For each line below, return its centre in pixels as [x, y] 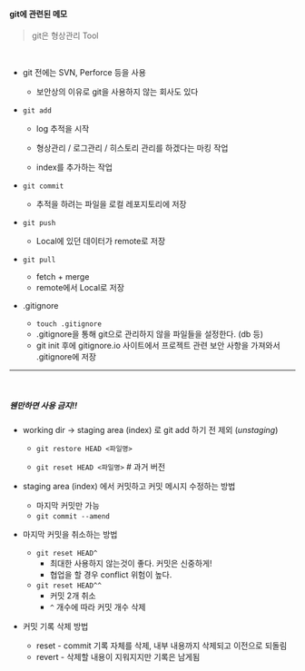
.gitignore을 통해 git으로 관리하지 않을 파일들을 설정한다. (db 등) [150, 334]
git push [39, 223]
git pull [39, 260]
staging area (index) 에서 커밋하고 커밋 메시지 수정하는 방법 [129, 487]
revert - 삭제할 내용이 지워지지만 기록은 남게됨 [118, 657]
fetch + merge [63, 277]
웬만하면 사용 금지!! [44, 405]
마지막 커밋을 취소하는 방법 [70, 535]
